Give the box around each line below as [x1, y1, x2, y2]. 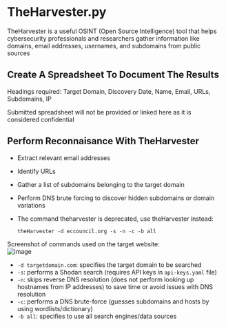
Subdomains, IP [7, 95, 52, 103]
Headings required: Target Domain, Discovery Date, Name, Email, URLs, [7, 87, 211, 95]
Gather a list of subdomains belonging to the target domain [17, 180, 185, 188]
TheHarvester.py [7, 4, 107, 20]
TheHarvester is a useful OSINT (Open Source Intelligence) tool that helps [7, 27, 217, 35]
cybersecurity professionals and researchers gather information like [7, 34, 200, 42]
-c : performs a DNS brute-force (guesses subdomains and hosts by [17, 297, 209, 306]
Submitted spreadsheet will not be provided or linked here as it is [7, 108, 192, 116]
